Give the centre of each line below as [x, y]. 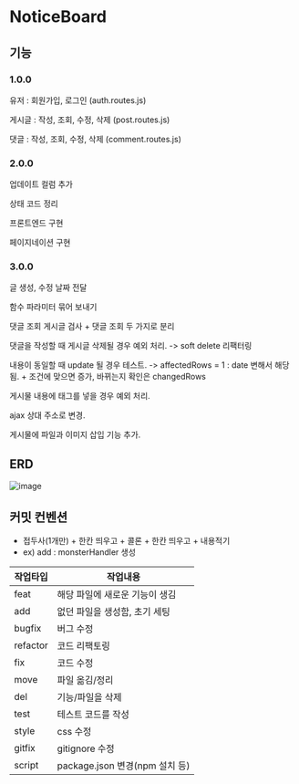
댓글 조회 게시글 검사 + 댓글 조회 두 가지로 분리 [92, 327]
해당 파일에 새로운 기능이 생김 [117, 595]
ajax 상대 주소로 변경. [47, 415]
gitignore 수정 [86, 748]
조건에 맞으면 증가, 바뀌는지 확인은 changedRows [118, 377]
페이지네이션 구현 [40, 243]
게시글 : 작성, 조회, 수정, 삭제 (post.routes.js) [90, 120]
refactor [31, 645]
